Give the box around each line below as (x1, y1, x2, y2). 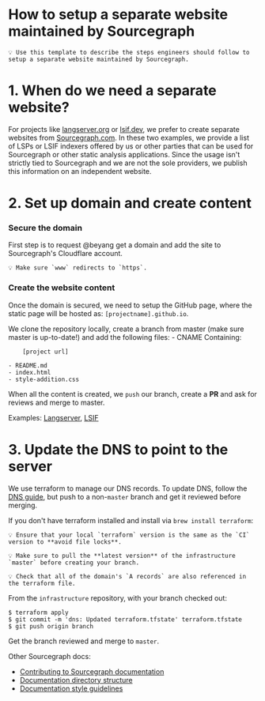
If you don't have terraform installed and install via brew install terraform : (8, 515, 254, 525)
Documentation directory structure (19, 675, 133, 684)
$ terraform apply (8, 609, 69, 616)
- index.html (8, 368, 51, 376)
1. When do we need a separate (8, 81, 218, 100)
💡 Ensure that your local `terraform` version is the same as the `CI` (8, 531, 250, 539)
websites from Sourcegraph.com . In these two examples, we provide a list (8, 133, 249, 142)
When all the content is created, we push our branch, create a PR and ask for (8, 389, 257, 398)
